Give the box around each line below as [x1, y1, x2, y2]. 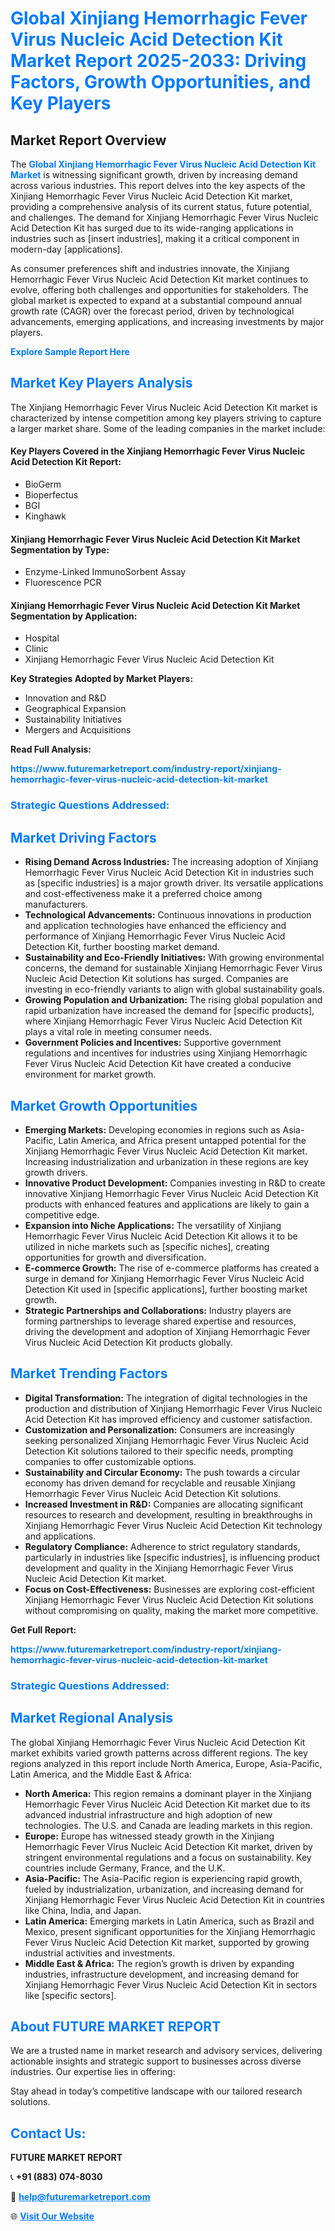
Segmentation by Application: [10, 610, 138, 622]
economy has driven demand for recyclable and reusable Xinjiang [24, 1477, 296, 1489]
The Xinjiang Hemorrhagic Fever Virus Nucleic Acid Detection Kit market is [10, 401, 318, 413]
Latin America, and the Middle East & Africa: [10, 1768, 192, 1780]
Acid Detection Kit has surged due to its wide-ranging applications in [10, 222, 294, 234]
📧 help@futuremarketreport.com [10, 2191, 151, 2203]
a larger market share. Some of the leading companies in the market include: [10, 422, 326, 434]
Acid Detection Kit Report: [10, 456, 122, 468]
